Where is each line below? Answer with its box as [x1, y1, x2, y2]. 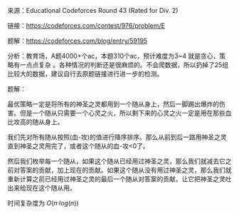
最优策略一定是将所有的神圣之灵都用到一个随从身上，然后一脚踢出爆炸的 [7, 100, 219, 108]
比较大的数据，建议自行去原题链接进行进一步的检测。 [7, 70, 164, 78]
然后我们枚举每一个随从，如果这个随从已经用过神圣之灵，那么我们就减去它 [7, 157, 225, 165]
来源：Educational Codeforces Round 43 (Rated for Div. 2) [7, 6, 179, 14]
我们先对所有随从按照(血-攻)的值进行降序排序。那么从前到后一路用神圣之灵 [7, 133, 227, 141]
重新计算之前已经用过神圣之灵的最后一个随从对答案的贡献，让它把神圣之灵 [7, 175, 225, 183]
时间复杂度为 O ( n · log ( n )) [7, 199, 80, 207]
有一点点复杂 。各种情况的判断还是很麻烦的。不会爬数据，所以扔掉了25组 [13, 61, 229, 69]
